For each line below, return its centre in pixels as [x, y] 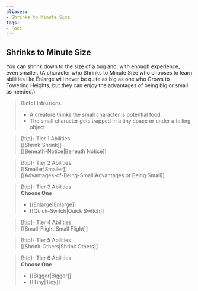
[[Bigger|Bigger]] [50, 276]
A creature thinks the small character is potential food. [96, 115]
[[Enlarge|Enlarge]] [52, 204]
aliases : [17, 12]
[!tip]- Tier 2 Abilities [46, 163]
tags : [13, 23]
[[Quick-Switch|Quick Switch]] [67, 211]
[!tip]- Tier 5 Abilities [46, 240]
